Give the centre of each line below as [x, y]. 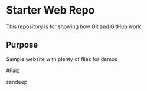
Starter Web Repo [50, 10]
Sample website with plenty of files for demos [62, 59]
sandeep [17, 82]
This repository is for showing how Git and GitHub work [73, 26]
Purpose [22, 45]
